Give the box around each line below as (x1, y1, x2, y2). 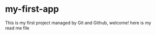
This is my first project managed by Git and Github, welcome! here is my (5, 20, 152, 26)
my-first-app (5, 3, 59, 15)
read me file (5, 25, 30, 31)
